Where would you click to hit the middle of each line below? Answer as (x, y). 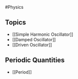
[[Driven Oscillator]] (32, 45)
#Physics (14, 7)
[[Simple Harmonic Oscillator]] (43, 34)
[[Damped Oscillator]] (34, 39)
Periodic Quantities (35, 60)
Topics (16, 22)
